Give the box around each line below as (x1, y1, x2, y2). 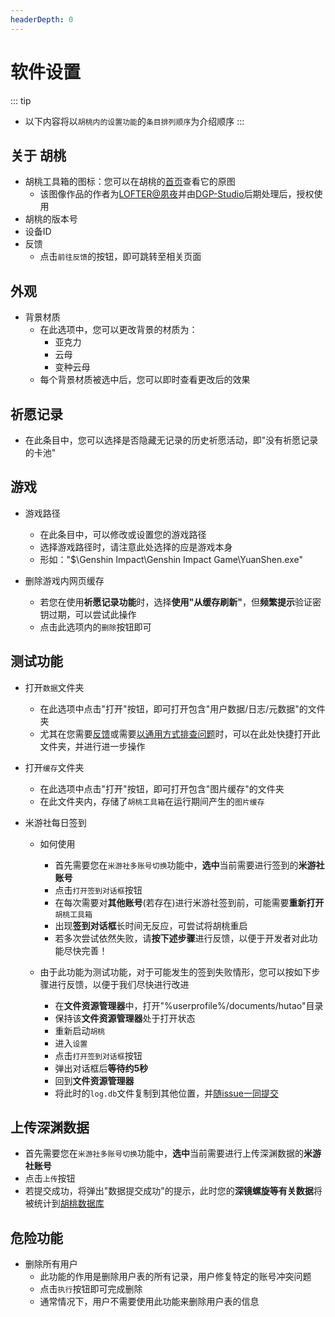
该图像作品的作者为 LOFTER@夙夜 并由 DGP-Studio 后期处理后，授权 (39, 188, 315, 200)
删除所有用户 (24, 1258, 78, 1270)
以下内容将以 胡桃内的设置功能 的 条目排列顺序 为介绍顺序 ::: (24, 115, 245, 127)
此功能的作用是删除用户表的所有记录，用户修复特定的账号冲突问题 (39, 1271, 312, 1283)
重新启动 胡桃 (54, 1024, 106, 1036)
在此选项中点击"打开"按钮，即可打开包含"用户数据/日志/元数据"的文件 (39, 702, 326, 715)
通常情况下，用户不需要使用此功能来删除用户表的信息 (39, 1296, 260, 1308)
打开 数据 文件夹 (24, 681, 85, 693)
